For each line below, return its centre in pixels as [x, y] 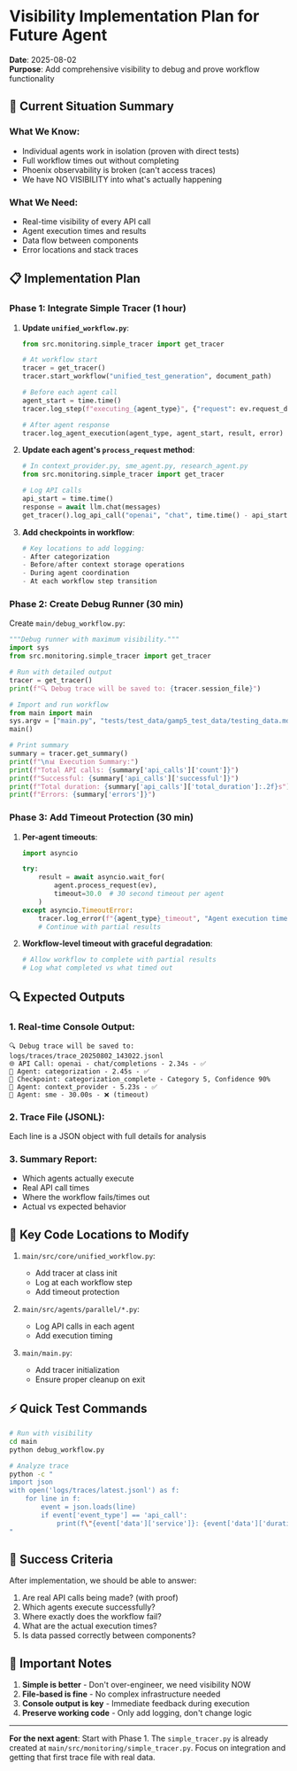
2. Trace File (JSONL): [57, 1117]
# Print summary [39, 745]
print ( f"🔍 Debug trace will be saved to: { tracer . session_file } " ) [135, 689]
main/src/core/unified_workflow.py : [89, 1256]
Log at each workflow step [84, 1283]
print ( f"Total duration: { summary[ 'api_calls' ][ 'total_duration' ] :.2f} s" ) [150, 786]
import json [31, 1482]
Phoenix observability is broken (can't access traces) [119, 169]
